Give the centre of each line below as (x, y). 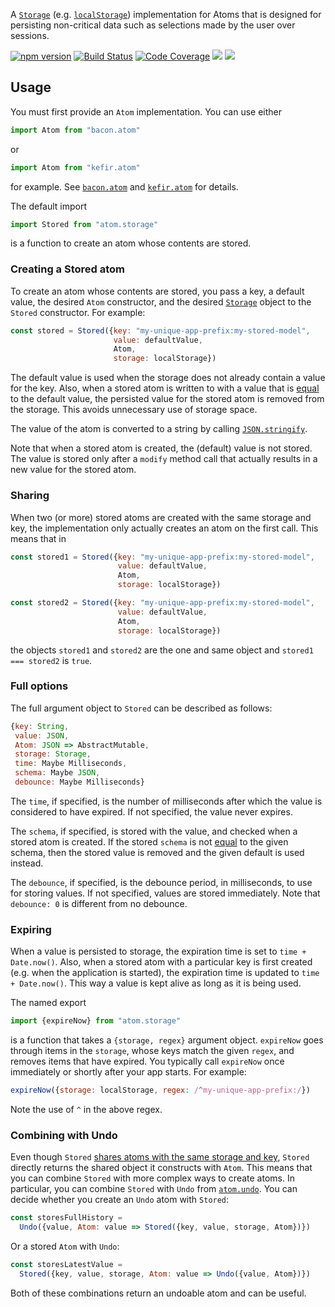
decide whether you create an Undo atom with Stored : (120, 1200)
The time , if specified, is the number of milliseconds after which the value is (166, 801)
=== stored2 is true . (51, 660)
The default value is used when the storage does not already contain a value (168, 378)
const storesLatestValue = (66, 1265)
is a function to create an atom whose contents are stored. (131, 243)
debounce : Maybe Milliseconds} (79, 782)
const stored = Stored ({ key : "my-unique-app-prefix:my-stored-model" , (160, 330)
